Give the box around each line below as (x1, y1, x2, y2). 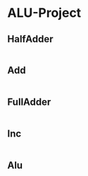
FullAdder (7, 96, 51, 108)
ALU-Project (7, 5, 82, 21)
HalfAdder (7, 33, 54, 45)
